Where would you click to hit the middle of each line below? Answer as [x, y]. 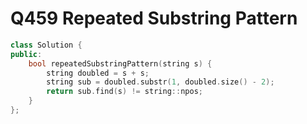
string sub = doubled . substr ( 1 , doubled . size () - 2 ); [160, 82]
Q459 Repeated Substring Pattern [154, 18]
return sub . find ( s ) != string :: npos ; [124, 92]
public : [26, 54]
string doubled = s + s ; [98, 73]
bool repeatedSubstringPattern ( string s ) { [120, 63]
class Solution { [46, 45]
